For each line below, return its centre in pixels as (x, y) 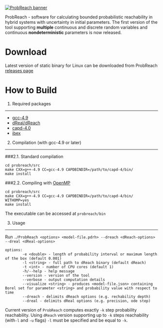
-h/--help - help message (49, 271)
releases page (19, 70)
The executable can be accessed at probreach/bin (55, 213)
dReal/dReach (26, 123)
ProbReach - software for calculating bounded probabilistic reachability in (79, 17)
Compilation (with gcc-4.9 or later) (47, 142)
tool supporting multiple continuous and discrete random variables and (76, 27)
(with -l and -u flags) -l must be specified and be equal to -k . (66, 320)
